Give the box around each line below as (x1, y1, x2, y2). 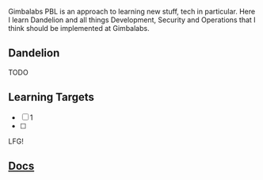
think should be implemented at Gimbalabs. (8, 24, 150, 33)
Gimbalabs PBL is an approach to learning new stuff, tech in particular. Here (8, 7, 256, 16)
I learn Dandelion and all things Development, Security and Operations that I (8, 15, 256, 25)
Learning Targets (8, 90, 95, 104)
